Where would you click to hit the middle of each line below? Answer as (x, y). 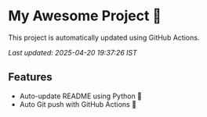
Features (30, 77)
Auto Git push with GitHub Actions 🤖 (78, 104)
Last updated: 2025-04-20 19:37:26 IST (73, 52)
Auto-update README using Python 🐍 (81, 96)
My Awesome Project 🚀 (85, 16)
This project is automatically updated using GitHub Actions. (104, 37)
